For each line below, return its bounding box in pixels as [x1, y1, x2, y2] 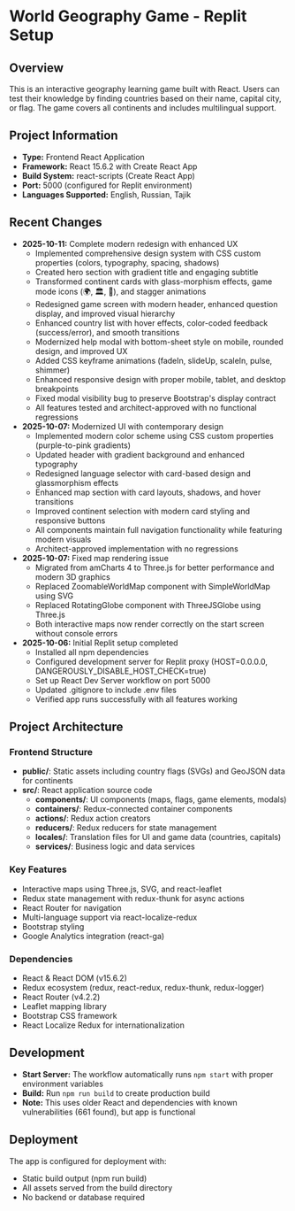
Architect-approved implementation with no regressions [34, 543, 238, 554]
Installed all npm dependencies [34, 646, 149, 657]
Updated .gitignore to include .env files [34, 684, 177, 695]
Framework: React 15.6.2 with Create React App [21, 161, 198, 172]
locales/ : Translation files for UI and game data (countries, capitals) [34, 832, 282, 843]
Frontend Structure [9, 745, 94, 758]
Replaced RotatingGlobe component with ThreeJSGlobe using [34, 599, 261, 610]
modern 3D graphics [34, 571, 110, 582]
